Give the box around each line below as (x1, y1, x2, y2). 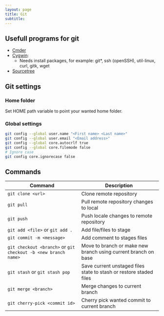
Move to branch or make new (81, 243, 148, 249)
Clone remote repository (81, 190, 138, 197)
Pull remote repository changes (81, 199, 153, 205)
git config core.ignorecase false (5, 154, 76, 159)
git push (7, 216, 28, 222)
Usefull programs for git (5, 34, 80, 43)
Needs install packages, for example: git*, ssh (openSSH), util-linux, (19, 58, 156, 64)
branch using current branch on (81, 248, 154, 255)
